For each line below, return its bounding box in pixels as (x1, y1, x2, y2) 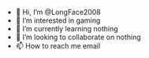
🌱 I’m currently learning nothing (15, 24, 118, 33)
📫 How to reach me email (15, 42, 101, 50)
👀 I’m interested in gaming (15, 16, 101, 25)
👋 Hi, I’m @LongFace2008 (15, 8, 101, 16)
